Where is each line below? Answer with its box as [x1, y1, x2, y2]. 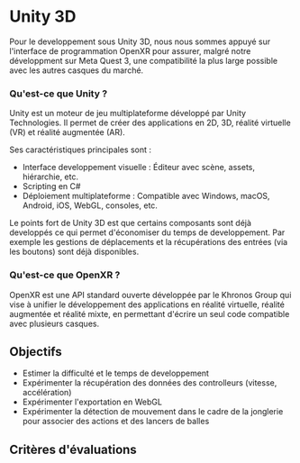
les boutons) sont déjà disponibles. [9, 246, 140, 258]
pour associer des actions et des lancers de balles [22, 416, 210, 427]
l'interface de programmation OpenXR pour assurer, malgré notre [9, 45, 251, 56]
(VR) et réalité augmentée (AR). [9, 127, 126, 138]
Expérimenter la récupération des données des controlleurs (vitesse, [22, 377, 277, 388]
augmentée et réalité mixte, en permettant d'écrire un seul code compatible [9, 308, 290, 319]
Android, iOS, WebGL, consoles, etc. [22, 200, 158, 211]
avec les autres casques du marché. [9, 65, 144, 76]
